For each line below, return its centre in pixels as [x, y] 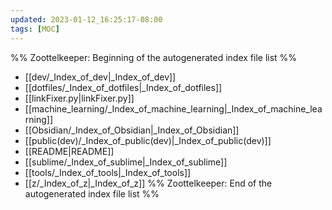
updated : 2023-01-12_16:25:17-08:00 [86, 19]
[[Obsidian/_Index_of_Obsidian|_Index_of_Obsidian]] [132, 130]
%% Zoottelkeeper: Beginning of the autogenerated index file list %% [154, 57]
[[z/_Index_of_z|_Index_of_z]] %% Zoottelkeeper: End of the [148, 183]
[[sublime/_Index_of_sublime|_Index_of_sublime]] [126, 162]
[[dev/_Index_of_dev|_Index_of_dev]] [100, 77]
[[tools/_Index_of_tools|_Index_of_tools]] [108, 172]
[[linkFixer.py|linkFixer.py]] [79, 98]
